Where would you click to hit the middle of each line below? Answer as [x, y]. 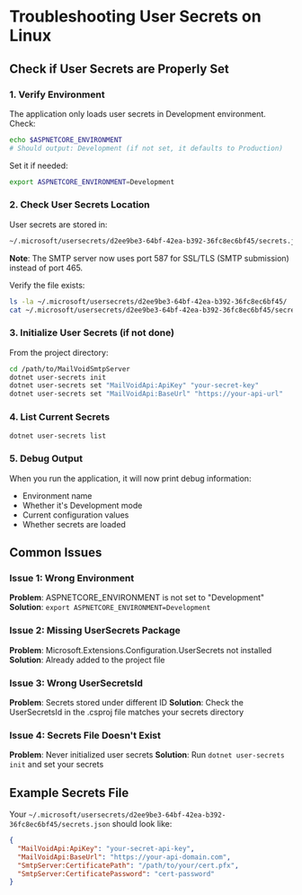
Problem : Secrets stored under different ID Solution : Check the [127, 702]
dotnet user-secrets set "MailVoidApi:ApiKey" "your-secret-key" [134, 385]
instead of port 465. [46, 268]
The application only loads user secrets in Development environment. [138, 113]
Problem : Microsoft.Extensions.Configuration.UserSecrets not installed [141, 650]
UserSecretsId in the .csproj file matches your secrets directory [127, 712]
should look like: [142, 824]
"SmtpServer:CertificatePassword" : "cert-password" [116, 873]
